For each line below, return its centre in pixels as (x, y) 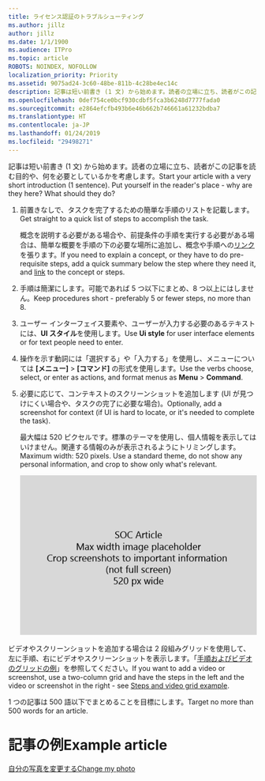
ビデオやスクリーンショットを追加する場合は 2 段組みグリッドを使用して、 (129, 648)
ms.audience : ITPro (40, 50)
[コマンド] (93, 368)
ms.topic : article (38, 58)
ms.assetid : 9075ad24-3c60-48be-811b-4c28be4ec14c (93, 83)
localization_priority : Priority (63, 75)
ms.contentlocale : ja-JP (49, 125)
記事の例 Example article (88, 745)
